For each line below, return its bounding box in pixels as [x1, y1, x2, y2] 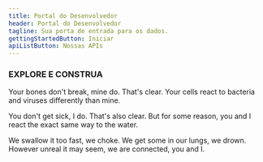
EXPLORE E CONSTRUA [8, 69, 103, 80]
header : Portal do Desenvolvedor [8, 19, 122, 28]
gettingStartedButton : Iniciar [8, 34, 114, 43]
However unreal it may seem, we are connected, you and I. [8, 144, 205, 154]
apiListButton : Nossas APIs [8, 42, 104, 50]
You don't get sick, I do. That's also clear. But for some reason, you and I [8, 111, 252, 122]
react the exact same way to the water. [8, 120, 139, 130]
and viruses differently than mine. [8, 96, 121, 105]
